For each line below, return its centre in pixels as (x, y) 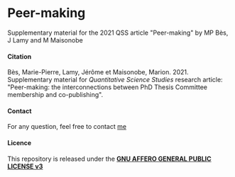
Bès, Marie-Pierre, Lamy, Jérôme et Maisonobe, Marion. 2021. (98, 72)
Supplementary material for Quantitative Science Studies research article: (115, 80)
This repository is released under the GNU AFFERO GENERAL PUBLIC (109, 159)
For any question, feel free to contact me (67, 127)
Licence (20, 142)
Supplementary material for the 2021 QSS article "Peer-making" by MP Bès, (118, 33)
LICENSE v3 (25, 166)
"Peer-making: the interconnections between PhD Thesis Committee (108, 87)
